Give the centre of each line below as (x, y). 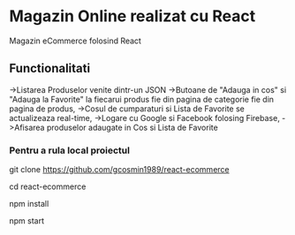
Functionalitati (50, 68)
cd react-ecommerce (48, 186)
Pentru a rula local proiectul (70, 150)
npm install (29, 204)
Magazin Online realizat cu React (132, 16)
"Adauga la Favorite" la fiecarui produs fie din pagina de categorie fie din (142, 99)
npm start (27, 221)
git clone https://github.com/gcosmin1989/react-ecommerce (119, 170)
